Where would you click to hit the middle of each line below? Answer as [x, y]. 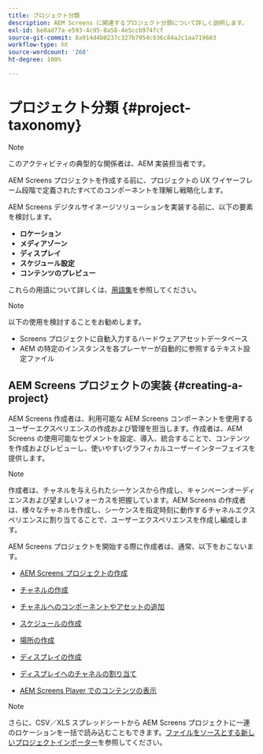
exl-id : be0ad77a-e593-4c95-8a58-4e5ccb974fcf [86, 30]
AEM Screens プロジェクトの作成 [74, 572]
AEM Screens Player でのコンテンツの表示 [88, 690]
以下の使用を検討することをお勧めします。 [77, 321]
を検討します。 [32, 216]
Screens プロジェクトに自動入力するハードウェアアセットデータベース [133, 338]
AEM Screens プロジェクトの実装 [90, 386]
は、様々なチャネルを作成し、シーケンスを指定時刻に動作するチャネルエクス [132, 509]
